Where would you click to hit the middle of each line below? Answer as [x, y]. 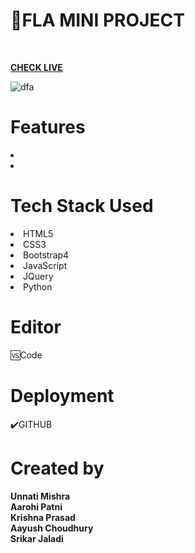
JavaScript [45, 265]
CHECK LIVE [36, 67]
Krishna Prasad [43, 517]
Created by [57, 468]
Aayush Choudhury [52, 528]
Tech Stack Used [82, 206]
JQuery [38, 276]
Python [38, 286]
